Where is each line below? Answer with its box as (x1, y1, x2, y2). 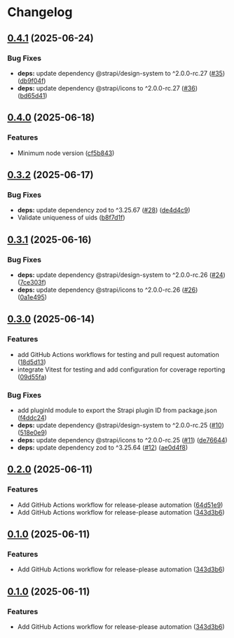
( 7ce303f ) (17, 278, 47, 286)
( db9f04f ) (17, 76, 46, 85)
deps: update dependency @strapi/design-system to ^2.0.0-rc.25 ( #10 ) (17, 421, 224, 429)
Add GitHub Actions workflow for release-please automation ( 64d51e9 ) (17, 501, 223, 509)
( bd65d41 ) (17, 91, 48, 100)
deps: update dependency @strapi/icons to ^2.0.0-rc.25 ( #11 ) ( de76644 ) (17, 435, 228, 444)
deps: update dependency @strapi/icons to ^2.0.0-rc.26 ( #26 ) (17, 285, 198, 294)
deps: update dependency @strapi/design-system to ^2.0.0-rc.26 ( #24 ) (17, 271, 226, 279)
